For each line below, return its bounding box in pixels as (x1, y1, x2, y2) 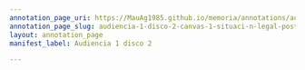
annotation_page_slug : (9, 22, 95, 31)
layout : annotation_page (9, 30, 103, 39)
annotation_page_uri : (9, 13, 92, 23)
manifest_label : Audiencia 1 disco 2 (9, 38, 152, 48)
